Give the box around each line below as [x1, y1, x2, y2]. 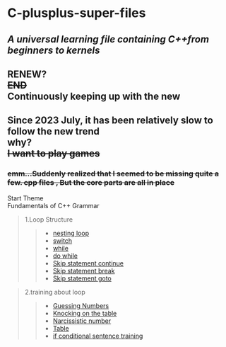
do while [52, 251, 78, 260]
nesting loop [52, 229, 90, 237]
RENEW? [7, 68, 47, 80]
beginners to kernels [7, 44, 100, 56]
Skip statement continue [52, 258, 124, 267]
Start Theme [7, 193, 44, 203]
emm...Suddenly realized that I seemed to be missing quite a [7, 169, 219, 178]
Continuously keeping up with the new [7, 90, 181, 102]
